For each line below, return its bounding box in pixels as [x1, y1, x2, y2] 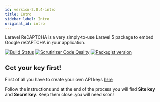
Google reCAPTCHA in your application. [5, 40, 86, 46]
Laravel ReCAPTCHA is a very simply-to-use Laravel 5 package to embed [5, 34, 154, 40]
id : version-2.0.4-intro [5, 7, 56, 12]
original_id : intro [5, 21, 45, 26]
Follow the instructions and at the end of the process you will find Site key [5, 86, 155, 92]
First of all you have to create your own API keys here [5, 77, 113, 83]
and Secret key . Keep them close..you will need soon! [5, 92, 114, 98]
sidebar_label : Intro [5, 16, 50, 21]
